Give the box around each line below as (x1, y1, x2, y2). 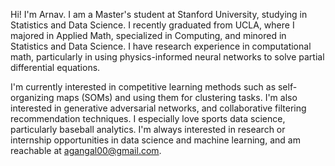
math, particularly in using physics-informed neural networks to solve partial (10, 51, 325, 63)
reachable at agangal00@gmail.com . (10, 145, 162, 156)
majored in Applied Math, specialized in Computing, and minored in (10, 30, 287, 41)
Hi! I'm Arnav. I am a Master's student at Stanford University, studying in (10, 9, 308, 20)
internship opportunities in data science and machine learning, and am (10, 134, 301, 146)
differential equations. (10, 62, 101, 73)
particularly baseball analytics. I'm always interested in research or (10, 124, 286, 135)
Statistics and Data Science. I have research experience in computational (10, 40, 312, 52)
